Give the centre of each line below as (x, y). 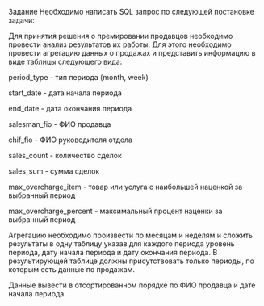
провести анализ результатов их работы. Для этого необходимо (120, 44)
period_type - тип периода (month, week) (79, 77)
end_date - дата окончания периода (70, 109)
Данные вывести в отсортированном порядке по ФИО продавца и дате (132, 285)
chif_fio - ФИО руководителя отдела (71, 140)
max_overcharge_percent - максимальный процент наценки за (115, 211)
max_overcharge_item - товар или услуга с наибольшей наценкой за (126, 187)
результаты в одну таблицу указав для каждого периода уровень (122, 244)
